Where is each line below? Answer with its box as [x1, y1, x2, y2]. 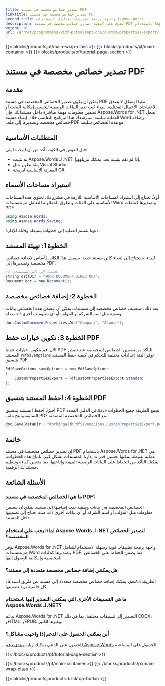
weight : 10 [5, 26, 28, 30]
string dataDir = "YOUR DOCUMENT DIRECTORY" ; [5, 274, 100, 279]
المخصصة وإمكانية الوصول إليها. [5, 555, 63, 561]
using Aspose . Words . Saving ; [5, 218, 63, 224]
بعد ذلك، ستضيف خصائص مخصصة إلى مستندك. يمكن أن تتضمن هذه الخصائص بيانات [5, 305, 159, 311]
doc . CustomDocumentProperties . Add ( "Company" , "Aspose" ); [5, 320, 124, 325]
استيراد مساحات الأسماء [5, 181, 71, 189]
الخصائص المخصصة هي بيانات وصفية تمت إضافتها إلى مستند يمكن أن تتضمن [5, 505, 144, 510]
